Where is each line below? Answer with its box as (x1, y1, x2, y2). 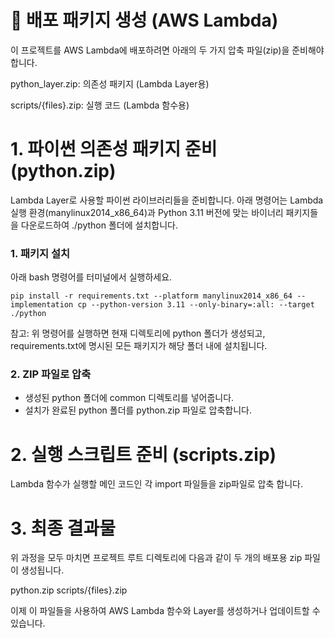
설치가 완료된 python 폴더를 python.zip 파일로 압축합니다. (24, 404, 252, 416)
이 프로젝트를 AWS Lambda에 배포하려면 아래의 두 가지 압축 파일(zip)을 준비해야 (10, 44, 325, 56)
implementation (10, 300, 74, 310)
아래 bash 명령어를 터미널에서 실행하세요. (10, 271, 173, 283)
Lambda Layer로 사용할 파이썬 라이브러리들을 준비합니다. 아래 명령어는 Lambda (10, 194, 324, 206)
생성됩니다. (20, 564, 65, 576)
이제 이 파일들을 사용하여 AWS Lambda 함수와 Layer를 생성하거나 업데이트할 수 (10, 605, 321, 617)
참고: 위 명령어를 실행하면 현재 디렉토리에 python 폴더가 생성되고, (10, 327, 266, 340)
